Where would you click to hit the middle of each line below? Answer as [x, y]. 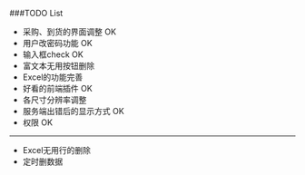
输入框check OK [53, 54]
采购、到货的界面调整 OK [69, 32]
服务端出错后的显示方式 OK [73, 111]
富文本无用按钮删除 [59, 66]
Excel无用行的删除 [57, 150]
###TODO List [36, 13]
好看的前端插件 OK [57, 88]
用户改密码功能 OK [57, 43]
